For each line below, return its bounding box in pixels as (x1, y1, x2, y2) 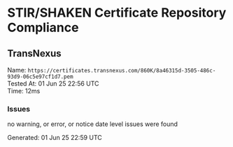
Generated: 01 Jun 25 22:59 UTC (7, 134, 103, 142)
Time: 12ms (7, 87, 41, 95)
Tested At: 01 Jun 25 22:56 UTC (7, 79, 99, 88)
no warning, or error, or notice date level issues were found (7, 120, 178, 128)
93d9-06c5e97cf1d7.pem (7, 73, 73, 80)
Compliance (7, 20, 79, 36)
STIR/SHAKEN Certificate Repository (7, 5, 227, 21)
